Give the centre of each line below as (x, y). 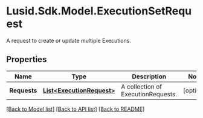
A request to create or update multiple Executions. (69, 40)
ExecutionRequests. (149, 94)
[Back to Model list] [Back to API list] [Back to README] (76, 109)
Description (149, 76)
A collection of (141, 87)
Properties (27, 59)
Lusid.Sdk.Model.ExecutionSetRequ (99, 11)
